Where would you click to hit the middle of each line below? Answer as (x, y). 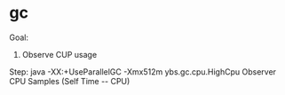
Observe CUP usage (59, 54)
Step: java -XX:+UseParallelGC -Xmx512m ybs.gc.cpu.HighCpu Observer (143, 71)
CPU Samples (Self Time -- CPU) (70, 81)
